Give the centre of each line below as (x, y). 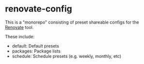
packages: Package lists (36, 51)
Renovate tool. (19, 27)
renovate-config (39, 9)
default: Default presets (36, 46)
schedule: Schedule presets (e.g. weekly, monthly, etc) (67, 56)
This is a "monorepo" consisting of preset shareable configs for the (72, 22)
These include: (20, 37)
